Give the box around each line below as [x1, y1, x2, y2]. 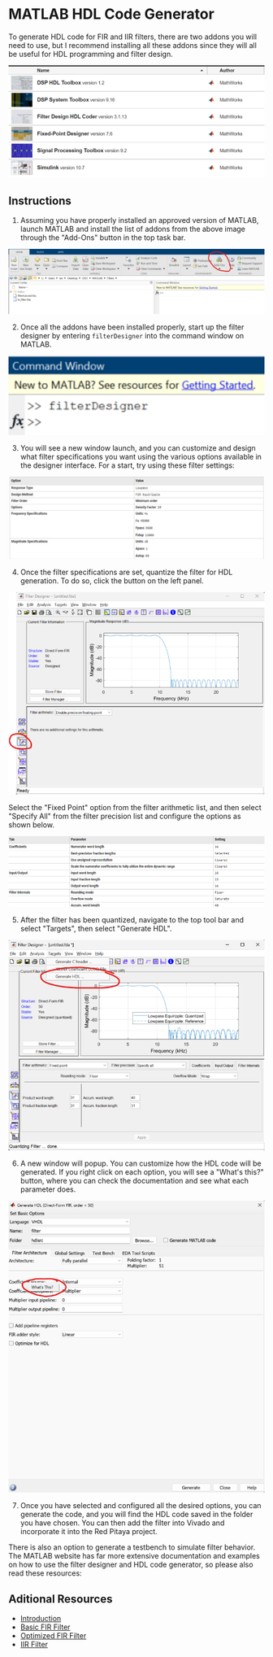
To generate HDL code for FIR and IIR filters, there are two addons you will [8, 32, 258, 41]
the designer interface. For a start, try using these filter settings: [19, 460, 235, 470]
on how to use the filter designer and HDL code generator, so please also [8, 1559, 253, 1570]
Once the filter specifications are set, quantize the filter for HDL [19, 567, 233, 578]
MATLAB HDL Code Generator [8, 5, 215, 24]
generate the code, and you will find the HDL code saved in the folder [19, 1510, 253, 1520]
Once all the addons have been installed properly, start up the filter [19, 322, 245, 332]
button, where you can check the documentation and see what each [19, 1175, 249, 1185]
